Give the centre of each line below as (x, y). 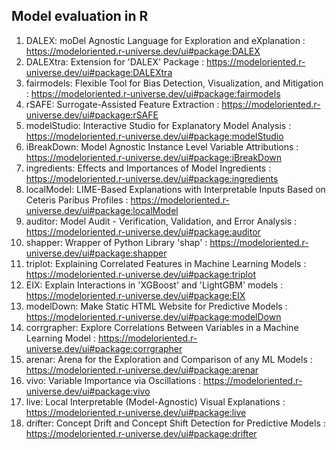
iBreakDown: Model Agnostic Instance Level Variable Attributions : (162, 146)
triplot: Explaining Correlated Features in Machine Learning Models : (166, 263)
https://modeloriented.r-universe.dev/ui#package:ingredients (152, 178)
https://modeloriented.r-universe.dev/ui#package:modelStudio (154, 136)
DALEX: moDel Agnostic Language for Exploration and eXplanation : (165, 40)
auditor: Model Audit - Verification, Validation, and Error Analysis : (161, 221)
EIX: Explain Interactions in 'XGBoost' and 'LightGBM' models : (154, 285)
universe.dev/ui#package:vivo (88, 391)
